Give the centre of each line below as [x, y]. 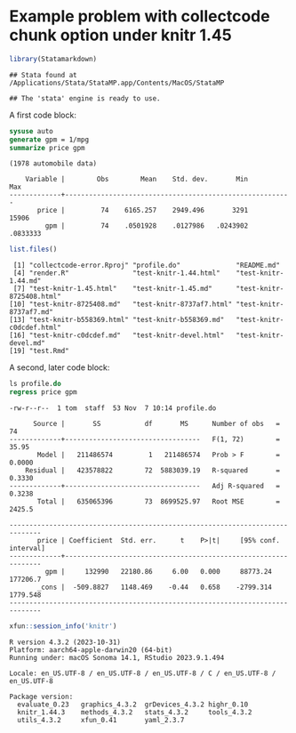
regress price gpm [43, 392]
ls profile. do [36, 384]
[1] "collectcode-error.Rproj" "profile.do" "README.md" [146, 266]
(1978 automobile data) [53, 164]
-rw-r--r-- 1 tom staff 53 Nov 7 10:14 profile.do [113, 408]
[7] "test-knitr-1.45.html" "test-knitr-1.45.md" [113, 289]
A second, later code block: [60, 367]
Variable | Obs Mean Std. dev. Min [137, 180]
